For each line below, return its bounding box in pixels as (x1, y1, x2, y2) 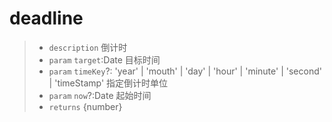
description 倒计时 (48, 41, 128, 53)
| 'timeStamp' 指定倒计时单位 (48, 77, 169, 89)
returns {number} (48, 100, 123, 112)
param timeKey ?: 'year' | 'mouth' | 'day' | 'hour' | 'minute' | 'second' (48, 65, 322, 77)
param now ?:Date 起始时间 (48, 89, 152, 101)
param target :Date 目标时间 (48, 53, 161, 66)
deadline (9, 7, 84, 30)
